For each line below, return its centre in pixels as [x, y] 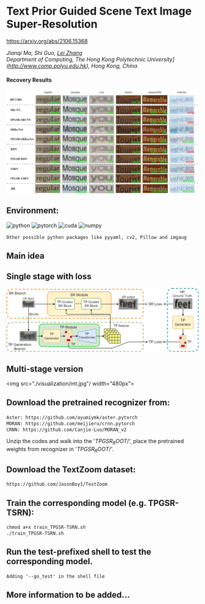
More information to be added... [68, 595]
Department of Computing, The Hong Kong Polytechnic [76, 59]
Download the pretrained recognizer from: [88, 403]
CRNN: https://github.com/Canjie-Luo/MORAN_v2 [67, 430]
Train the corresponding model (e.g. [76, 503]
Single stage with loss [49, 276]
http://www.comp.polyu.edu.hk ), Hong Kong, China [73, 66]
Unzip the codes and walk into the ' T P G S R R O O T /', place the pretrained [95, 442]
